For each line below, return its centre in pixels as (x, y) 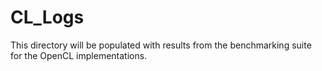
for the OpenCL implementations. (79, 55)
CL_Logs (47, 17)
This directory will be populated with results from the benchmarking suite (161, 45)
